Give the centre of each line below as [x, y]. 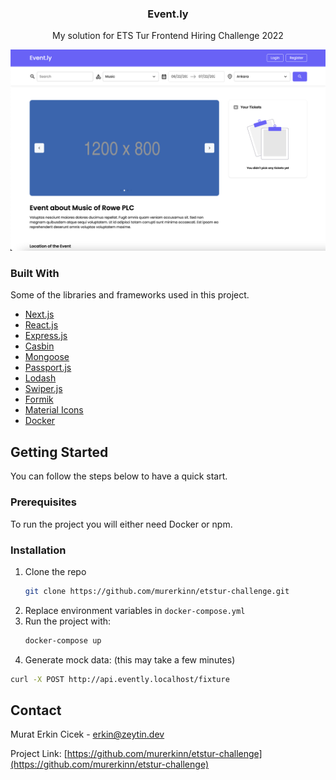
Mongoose [47, 357]
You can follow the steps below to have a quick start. [119, 476]
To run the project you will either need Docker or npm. [121, 524]
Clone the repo [55, 571]
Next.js [39, 314]
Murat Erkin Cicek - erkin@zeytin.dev [87, 734]
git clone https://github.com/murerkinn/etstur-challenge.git [157, 591]
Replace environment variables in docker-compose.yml [135, 610]
